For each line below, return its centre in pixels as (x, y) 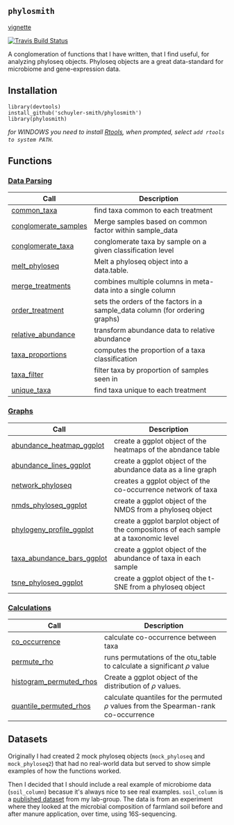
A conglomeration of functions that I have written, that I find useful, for (109, 54)
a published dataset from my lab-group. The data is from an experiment (110, 799)
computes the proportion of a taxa (150, 350)
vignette (20, 27)
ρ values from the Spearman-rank (160, 705)
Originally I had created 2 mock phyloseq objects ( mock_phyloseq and (107, 756)
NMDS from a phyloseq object (163, 509)
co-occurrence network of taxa (166, 489)
